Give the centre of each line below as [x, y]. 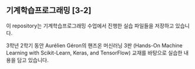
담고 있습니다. [33, 60]
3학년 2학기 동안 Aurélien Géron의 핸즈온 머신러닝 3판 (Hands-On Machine [94, 45]
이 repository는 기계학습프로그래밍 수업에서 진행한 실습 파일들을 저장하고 [90, 26]
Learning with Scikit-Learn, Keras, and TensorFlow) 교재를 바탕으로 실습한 [94, 53]
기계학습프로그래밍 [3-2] [49, 11]
